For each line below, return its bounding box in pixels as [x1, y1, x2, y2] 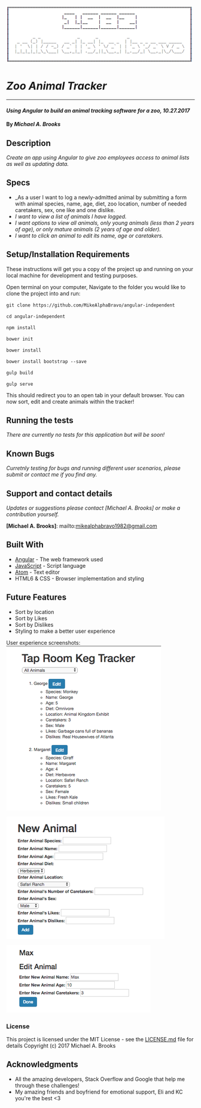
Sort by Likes [14, 615, 48, 622]
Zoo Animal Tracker [6, 79, 107, 93]
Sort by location [14, 608, 54, 615]
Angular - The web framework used [14, 555, 103, 563]
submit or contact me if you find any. [6, 471, 98, 478]
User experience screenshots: [6, 639, 81, 646]
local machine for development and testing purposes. [6, 272, 138, 279]
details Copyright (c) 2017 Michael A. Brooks [6, 1042, 116, 1049]
